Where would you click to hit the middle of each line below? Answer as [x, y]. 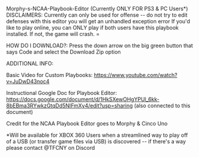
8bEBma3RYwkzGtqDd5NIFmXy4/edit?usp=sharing [69, 106]
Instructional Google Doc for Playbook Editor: [62, 93]
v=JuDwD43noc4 [28, 81]
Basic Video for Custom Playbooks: [49, 75]
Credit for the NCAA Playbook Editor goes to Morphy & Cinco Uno [87, 124]
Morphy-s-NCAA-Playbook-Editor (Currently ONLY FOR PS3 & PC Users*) [97, 9]
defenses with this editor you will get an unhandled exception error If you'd [98, 21]
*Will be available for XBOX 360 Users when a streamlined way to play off [97, 135]
